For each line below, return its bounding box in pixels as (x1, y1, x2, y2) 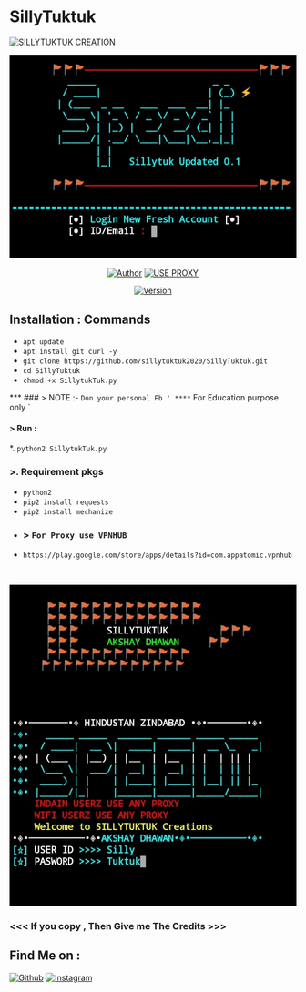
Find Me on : (9, 948, 81, 964)
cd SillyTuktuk (22, 367, 81, 376)
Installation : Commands (9, 311, 151, 327)
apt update (22, 338, 65, 347)
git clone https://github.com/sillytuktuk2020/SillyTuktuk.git (22, 357, 269, 366)
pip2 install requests (22, 498, 109, 507)
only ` (9, 402, 31, 413)
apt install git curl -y (22, 348, 117, 357)
